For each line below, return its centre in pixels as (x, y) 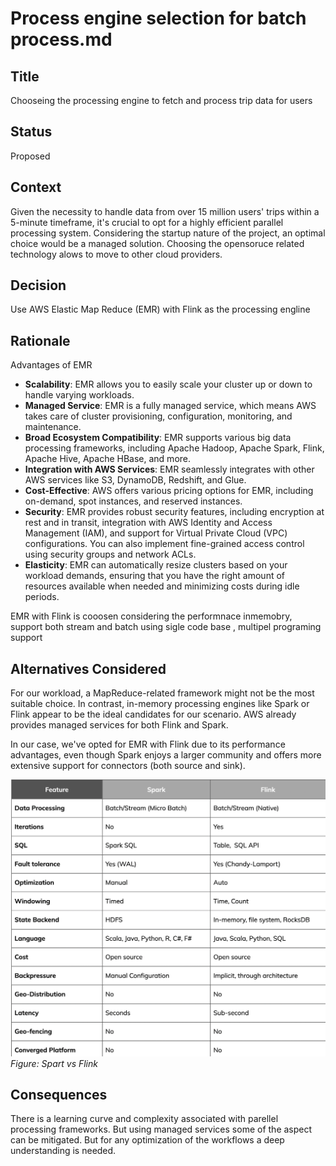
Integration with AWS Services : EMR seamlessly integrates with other (169, 469)
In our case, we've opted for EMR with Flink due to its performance (148, 744)
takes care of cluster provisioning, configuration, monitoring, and (158, 416)
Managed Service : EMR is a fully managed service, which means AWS (170, 406)
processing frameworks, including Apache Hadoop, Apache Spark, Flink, (174, 448)
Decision (38, 285)
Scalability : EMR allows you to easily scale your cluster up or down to (168, 384)
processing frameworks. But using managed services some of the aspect (161, 1129)
